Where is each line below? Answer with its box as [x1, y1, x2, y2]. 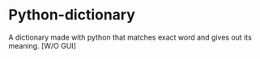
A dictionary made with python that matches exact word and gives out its [8, 32, 253, 42]
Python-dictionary [8, 6, 136, 24]
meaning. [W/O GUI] [8, 40, 77, 50]
